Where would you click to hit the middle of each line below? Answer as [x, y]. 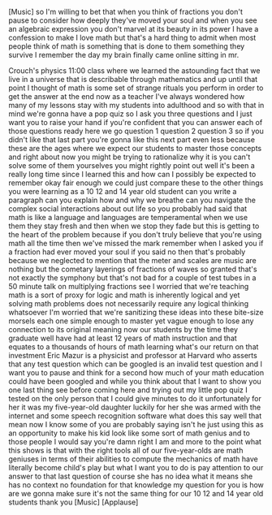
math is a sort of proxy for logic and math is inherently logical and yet [124, 295]
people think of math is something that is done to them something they [127, 46]
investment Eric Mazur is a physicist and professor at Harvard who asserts [133, 355]
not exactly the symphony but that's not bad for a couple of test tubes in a [132, 278]
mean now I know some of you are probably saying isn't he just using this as [136, 424]
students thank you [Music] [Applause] [73, 502]
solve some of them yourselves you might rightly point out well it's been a [132, 165]
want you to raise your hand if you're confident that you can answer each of [136, 122]
